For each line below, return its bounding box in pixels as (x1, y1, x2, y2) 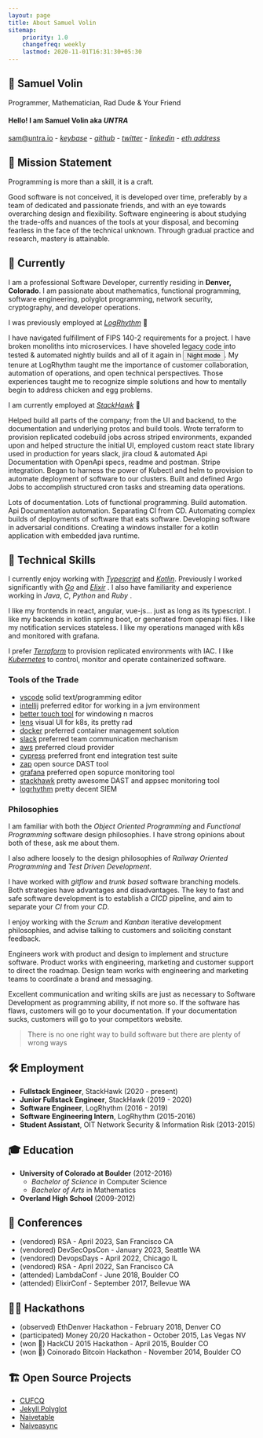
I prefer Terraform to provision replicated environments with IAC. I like (8, 646, 234, 656)
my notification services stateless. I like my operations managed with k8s (8, 623, 245, 632)
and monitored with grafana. (8, 631, 100, 641)
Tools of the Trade (8, 675, 79, 686)
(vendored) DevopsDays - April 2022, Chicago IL (19, 1253, 178, 1263)
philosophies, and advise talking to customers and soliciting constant (8, 926, 232, 935)
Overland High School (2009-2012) (19, 1193, 136, 1202)
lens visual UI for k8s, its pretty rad (19, 717, 133, 726)
